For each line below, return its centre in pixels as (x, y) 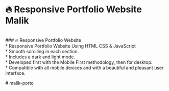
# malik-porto (20, 83)
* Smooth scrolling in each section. (42, 51)
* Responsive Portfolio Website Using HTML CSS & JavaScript (71, 46)
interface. (15, 73)
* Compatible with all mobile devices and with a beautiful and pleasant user (84, 67)
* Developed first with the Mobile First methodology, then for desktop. (79, 62)
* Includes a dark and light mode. (40, 57)
